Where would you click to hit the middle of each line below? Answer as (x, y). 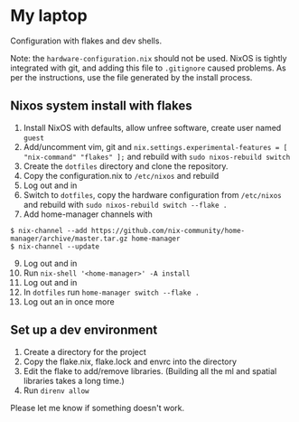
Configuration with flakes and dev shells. (86, 41)
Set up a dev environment (84, 330)
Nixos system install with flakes (101, 106)
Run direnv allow (56, 390)
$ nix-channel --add (49, 230)
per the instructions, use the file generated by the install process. (131, 77)
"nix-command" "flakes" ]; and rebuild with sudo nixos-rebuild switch (157, 156)
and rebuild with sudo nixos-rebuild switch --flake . (125, 204)
